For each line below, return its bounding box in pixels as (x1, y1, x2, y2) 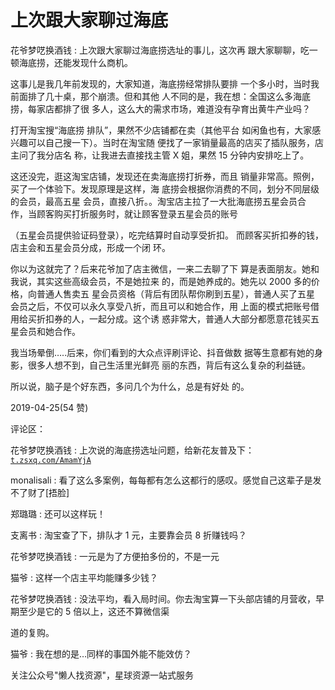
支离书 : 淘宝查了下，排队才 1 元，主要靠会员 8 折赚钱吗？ (10, 529, 248, 541)
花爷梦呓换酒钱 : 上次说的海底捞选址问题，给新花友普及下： (10, 444, 255, 456)
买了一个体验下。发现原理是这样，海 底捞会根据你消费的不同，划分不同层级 (10, 182, 320, 195)
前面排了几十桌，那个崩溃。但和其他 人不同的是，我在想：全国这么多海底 (10, 90, 311, 102)
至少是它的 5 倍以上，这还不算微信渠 (18, 605, 170, 617)
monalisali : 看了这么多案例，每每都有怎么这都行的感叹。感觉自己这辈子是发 (10, 474, 322, 486)
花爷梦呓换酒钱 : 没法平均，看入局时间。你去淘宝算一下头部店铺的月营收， (10, 592, 316, 605)
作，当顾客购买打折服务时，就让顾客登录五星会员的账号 (10, 207, 238, 220)
